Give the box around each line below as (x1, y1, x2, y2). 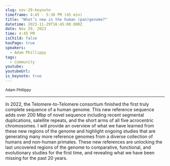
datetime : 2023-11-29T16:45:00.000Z (5, 21, 82, 27)
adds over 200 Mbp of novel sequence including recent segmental (5, 112, 144, 118)
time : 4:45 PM (5, 31, 35, 36)
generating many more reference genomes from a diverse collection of (5, 133, 153, 140)
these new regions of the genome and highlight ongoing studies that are (5, 128, 156, 134)
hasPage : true (5, 41, 35, 46)
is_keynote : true (5, 74, 42, 79)
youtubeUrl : (5, 69, 30, 74)
